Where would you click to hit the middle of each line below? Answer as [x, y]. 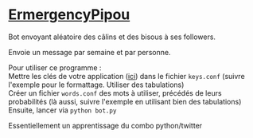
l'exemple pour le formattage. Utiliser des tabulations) [96, 85]
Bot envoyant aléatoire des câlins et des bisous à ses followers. [112, 37]
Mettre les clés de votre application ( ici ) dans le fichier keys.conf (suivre [127, 76]
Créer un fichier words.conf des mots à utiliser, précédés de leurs [115, 93]
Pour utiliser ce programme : [55, 67]
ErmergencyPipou [69, 15]
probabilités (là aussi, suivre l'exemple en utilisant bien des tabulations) [125, 101]
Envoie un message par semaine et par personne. [90, 52]
